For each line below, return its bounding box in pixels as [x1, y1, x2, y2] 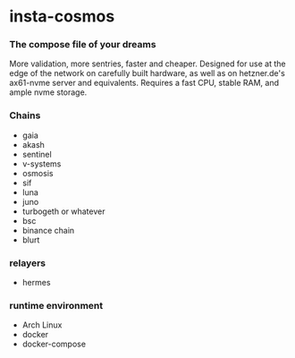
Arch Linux [21, 320, 63, 330]
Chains [9, 109, 41, 122]
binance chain [21, 225, 75, 235]
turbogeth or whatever [21, 206, 105, 217]
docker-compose [21, 338, 87, 350]
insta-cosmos [9, 6, 115, 27]
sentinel [21, 149, 52, 159]
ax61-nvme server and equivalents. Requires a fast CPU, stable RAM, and [9, 78, 280, 89]
